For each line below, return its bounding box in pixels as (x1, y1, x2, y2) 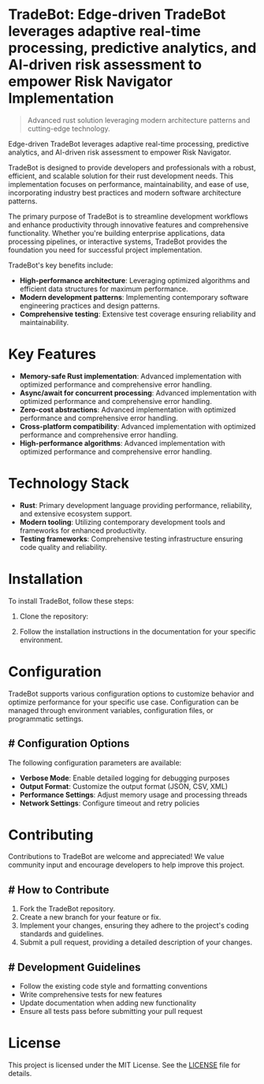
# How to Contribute (8, 883, 110, 896)
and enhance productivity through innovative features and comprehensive (8, 219, 249, 230)
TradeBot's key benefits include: (8, 260, 113, 270)
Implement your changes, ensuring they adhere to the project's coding (19, 921, 250, 930)
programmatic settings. (8, 714, 84, 723)
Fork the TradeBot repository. (19, 904, 116, 914)
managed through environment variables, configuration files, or (8, 705, 214, 715)
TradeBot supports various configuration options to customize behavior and (8, 689, 255, 698)
